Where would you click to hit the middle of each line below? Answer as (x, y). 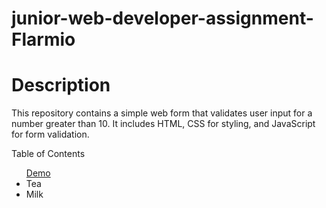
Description (61, 85)
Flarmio (43, 39)
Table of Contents (48, 154)
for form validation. (50, 134)
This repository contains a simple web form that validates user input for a (162, 113)
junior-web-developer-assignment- (162, 18)
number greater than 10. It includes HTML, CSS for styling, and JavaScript (163, 124)
